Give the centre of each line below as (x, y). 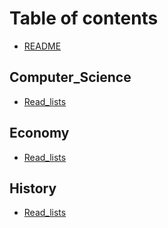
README (42, 46)
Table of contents (84, 18)
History (33, 188)
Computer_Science (70, 77)
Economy (39, 133)
